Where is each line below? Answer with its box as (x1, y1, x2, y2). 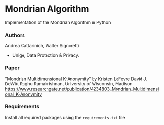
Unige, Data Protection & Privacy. (12, 52, 79, 58)
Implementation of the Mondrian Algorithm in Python (5, 20, 111, 25)
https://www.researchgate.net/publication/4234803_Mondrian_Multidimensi (5, 86, 159, 92)
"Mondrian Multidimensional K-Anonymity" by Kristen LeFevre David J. (5, 76, 148, 82)
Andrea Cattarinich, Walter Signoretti (5, 43, 79, 49)
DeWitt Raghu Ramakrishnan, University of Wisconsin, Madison (5, 81, 133, 86)
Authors (5, 32, 25, 39)
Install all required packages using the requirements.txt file (5, 114, 125, 120)
